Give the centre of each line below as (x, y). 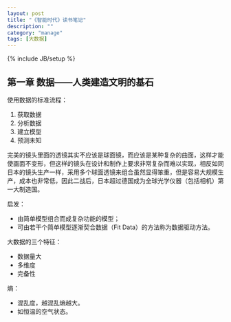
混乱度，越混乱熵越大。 (50, 303)
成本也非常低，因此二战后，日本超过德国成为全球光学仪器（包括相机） (118, 180)
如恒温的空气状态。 (44, 311)
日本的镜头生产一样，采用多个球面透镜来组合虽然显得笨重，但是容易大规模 (112, 172)
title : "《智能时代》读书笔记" (47, 20)
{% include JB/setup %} (41, 58)
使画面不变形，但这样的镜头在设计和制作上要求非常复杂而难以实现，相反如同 (115, 163)
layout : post (26, 13)
